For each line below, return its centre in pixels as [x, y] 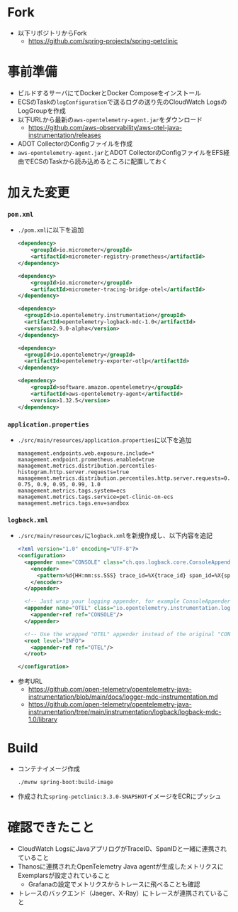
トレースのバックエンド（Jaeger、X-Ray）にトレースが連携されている [120, 894]
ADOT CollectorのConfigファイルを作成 [75, 144]
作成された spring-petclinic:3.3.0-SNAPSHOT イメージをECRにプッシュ [119, 796]
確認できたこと [51, 828]
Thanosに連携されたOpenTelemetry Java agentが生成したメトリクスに [121, 867]
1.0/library [43, 719]
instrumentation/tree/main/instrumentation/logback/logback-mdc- [125, 712]
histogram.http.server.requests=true [73, 472]
